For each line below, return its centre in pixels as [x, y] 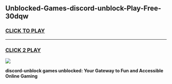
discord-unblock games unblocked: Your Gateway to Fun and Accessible [84, 70]
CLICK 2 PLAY [23, 50]
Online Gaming [21, 76]
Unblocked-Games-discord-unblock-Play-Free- [83, 8]
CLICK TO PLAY [25, 31]
